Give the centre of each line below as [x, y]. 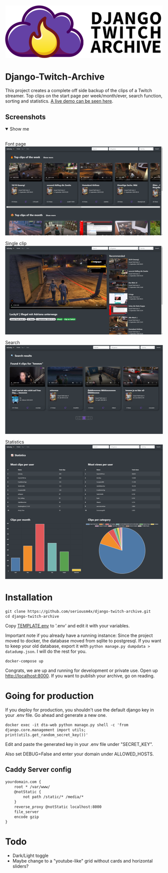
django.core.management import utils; [45, 730]
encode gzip [26, 817]
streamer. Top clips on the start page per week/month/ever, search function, [84, 96]
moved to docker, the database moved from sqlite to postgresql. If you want [83, 640]
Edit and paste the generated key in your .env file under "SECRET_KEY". [79, 744]
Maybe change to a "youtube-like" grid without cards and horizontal [82, 860]
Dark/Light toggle [30, 855]
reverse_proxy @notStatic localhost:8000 [58, 807]
